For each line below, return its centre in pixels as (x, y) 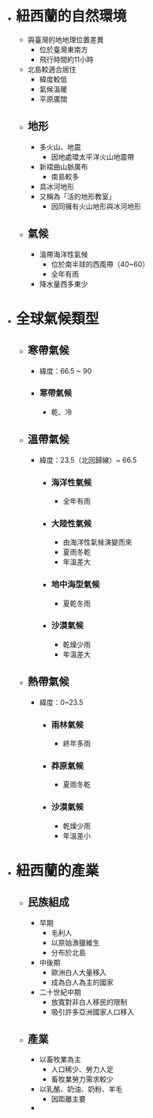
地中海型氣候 (75, 585)
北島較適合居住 (52, 69)
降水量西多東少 (63, 284)
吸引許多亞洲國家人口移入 (93, 1012)
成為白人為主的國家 (82, 982)
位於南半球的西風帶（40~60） (100, 264)
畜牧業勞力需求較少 (82, 1079)
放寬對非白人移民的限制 (89, 1002)
